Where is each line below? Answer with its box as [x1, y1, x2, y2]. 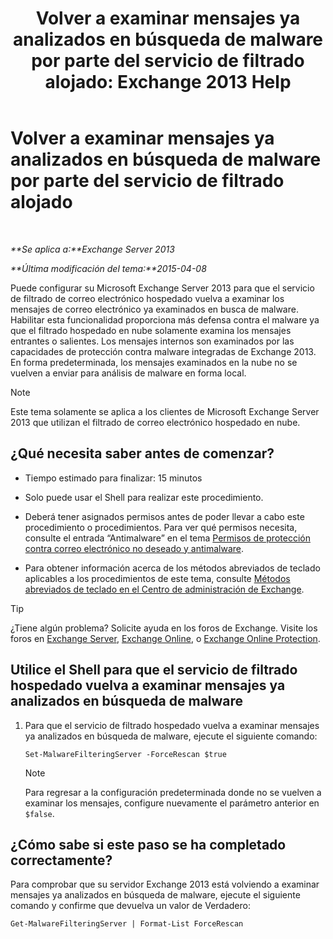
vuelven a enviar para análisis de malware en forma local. [10, 367, 247, 379]
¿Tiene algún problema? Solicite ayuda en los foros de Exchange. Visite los [10, 622, 318, 634]
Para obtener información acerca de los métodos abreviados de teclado [24, 562, 321, 574]
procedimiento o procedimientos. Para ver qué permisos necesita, [24, 521, 298, 533]
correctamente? [10, 852, 113, 869]
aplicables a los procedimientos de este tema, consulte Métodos [24, 572, 291, 584]
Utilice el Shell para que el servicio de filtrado [10, 662, 298, 679]
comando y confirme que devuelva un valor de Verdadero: [10, 900, 251, 912]
